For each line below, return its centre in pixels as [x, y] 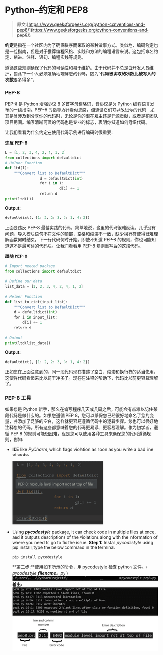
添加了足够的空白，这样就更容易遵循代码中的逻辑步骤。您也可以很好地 [88, 421]
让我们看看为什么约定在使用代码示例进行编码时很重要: [59, 132]
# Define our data [24, 281]
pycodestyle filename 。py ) [40, 573]
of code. [20, 455]
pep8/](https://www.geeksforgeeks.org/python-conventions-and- [83, 30]
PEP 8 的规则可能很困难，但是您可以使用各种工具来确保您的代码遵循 [79, 434]
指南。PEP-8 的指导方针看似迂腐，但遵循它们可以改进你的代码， [86, 110]
